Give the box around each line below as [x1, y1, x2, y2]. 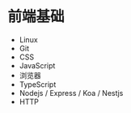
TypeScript [19, 79, 57, 89]
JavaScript [19, 60, 56, 70]
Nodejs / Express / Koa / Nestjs [19, 88, 124, 98]
